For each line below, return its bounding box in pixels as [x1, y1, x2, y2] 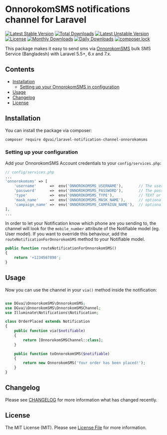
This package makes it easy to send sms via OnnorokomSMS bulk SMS [5, 45, 151, 51]
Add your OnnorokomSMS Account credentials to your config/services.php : [5, 160, 162, 166]
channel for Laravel [5, 14, 87, 25]
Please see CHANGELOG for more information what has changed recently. [5, 397, 158, 403]
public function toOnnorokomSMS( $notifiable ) [14, 351, 110, 356]
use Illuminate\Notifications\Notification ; [5, 310, 99, 315]
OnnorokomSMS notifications [5, 3, 130, 15]
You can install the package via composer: [5, 127, 92, 133]
